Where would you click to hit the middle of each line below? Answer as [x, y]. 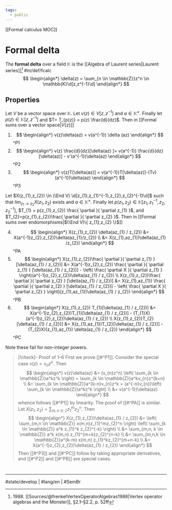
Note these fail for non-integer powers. [47, 347]
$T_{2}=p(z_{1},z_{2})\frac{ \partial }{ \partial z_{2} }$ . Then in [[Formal [81, 217]
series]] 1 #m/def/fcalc [28, 70]
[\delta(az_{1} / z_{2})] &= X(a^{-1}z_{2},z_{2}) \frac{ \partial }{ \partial [90, 265]
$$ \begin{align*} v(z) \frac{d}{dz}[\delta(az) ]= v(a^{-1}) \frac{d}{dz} [90, 151]
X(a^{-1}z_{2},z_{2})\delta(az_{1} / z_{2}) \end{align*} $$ [92, 445]
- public [19, 15]
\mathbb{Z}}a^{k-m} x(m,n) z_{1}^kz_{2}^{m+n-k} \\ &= [92, 440]
